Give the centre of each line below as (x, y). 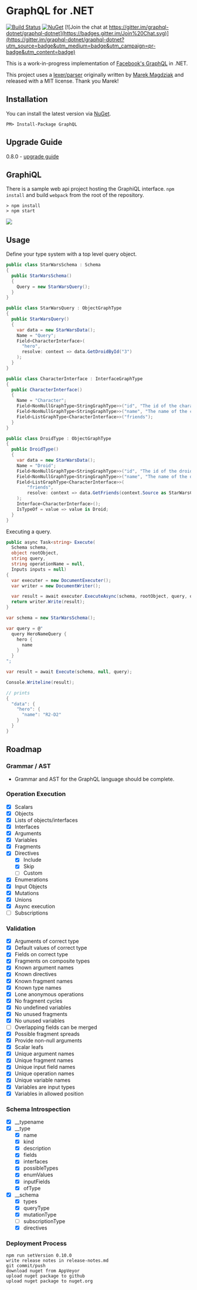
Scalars (24, 807)
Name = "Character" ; (42, 401)
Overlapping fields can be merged (56, 1027)
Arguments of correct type (47, 941)
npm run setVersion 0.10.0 (39, 1256)
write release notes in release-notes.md (57, 1261)
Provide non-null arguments (48, 1041)
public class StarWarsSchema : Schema (53, 265)
